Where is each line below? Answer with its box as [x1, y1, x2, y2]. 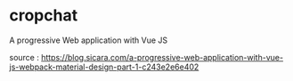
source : [9, 52, 40, 62]
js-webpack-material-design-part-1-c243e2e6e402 [9, 61, 199, 72]
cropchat [9, 5, 78, 26]
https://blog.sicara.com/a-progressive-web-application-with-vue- [41, 52, 283, 62]
